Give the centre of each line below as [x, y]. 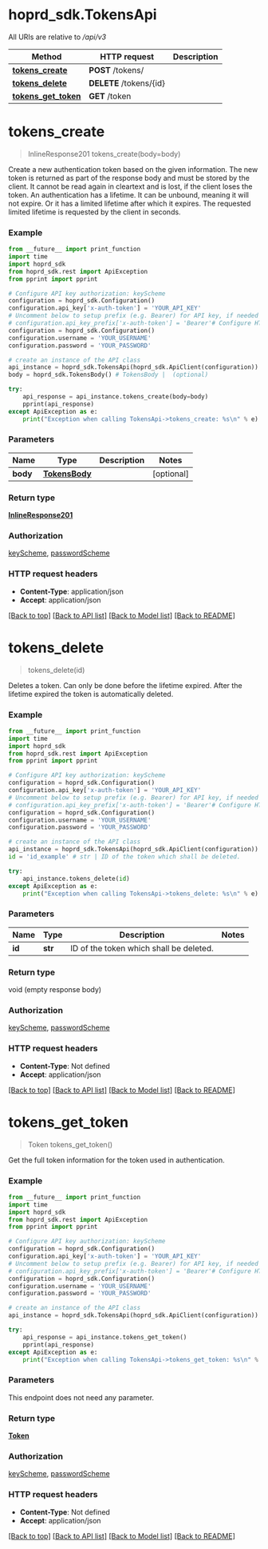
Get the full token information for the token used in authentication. [116, 1160]
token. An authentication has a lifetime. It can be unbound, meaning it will [129, 194]
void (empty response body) [55, 990]
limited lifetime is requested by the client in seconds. [95, 212]
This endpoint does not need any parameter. [81, 1397]
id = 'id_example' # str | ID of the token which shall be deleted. [124, 857]
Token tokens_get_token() [70, 1144]
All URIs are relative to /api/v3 [57, 37]
